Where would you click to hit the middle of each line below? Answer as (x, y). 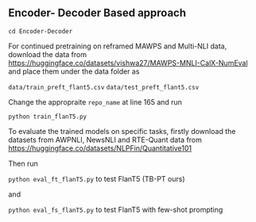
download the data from (48, 54)
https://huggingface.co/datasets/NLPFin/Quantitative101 (100, 148)
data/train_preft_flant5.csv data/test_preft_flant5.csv (104, 87)
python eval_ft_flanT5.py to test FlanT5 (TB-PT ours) (97, 178)
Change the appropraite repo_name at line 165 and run (95, 101)
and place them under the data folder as (74, 71)
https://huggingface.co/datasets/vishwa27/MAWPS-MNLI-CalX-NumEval (128, 63)
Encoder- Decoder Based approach (97, 13)
